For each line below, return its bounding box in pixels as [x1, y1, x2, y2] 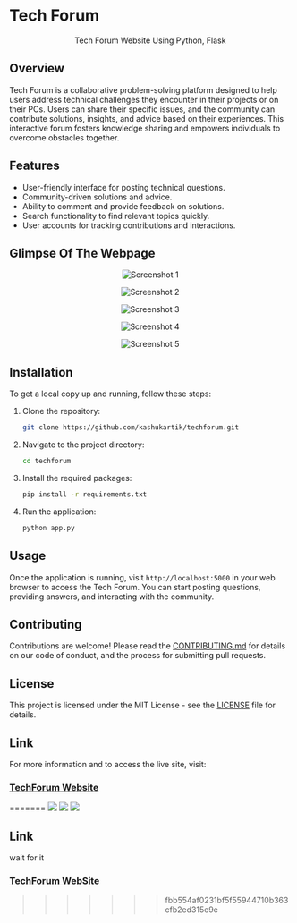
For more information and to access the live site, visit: [9, 758, 207, 769]
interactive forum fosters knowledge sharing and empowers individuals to [9, 123, 281, 133]
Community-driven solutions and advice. [21, 191, 173, 202]
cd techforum [21, 457, 72, 466]
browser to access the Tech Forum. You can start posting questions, [9, 581, 261, 592]
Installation [9, 364, 73, 380]
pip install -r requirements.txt [21, 489, 148, 499]
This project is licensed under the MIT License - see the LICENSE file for [9, 699, 276, 711]
